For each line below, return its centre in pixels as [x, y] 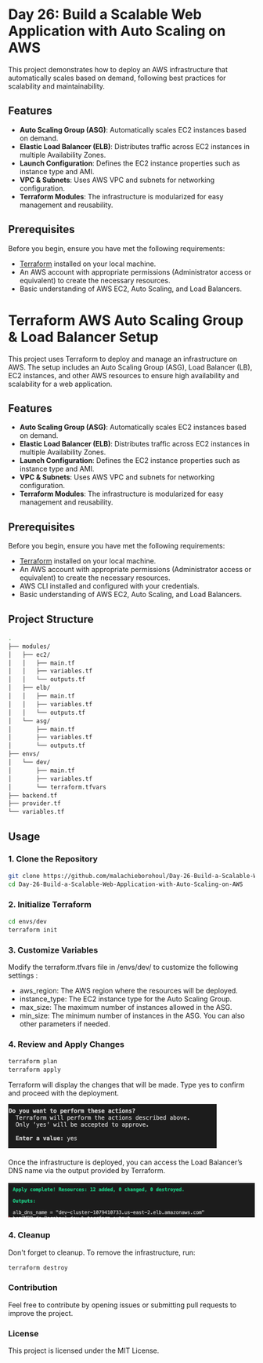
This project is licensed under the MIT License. [84, 1350]
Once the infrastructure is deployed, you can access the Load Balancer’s [125, 1162]
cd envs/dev [27, 921]
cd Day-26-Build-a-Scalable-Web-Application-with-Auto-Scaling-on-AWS [126, 884]
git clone [24, 876]
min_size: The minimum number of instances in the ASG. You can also [132, 1015]
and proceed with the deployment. [64, 1093]
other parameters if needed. [65, 1024]
